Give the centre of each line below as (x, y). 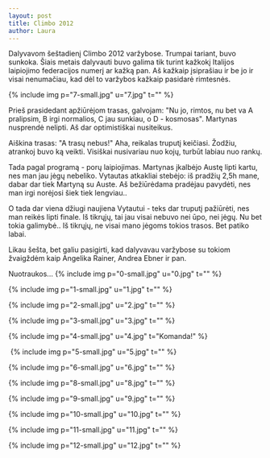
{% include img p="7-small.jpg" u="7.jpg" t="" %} (91, 95)
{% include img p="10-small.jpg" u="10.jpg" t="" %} (95, 415)
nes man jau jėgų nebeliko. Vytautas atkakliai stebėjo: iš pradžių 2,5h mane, (134, 176)
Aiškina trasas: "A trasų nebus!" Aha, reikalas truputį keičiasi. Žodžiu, (123, 143)
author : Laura (32, 31)
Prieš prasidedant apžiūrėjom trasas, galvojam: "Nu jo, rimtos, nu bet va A (131, 110)
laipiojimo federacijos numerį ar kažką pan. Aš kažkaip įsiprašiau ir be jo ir (131, 71)
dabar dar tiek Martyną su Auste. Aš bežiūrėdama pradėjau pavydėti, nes (130, 184)
